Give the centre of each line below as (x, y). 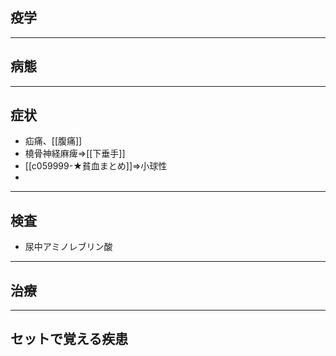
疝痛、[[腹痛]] (53, 141)
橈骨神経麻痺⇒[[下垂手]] (75, 154)
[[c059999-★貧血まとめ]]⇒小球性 (96, 166)
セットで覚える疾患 (69, 339)
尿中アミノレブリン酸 (68, 247)
